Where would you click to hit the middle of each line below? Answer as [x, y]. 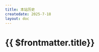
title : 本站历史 [20, 9]
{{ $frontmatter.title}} [50, 43]
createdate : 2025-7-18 [28, 14]
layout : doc [17, 18]
